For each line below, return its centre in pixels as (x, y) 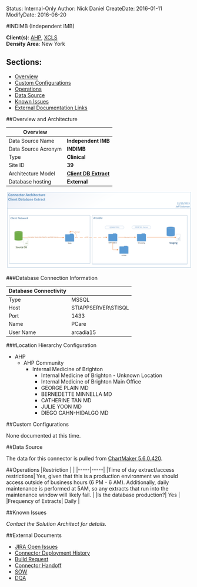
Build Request (31, 559)
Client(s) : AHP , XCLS (32, 37)
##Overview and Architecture (42, 119)
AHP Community (44, 363)
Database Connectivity (37, 291)
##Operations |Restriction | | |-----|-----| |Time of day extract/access (90, 470)
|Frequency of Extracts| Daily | (43, 501)
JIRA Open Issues (36, 547)
